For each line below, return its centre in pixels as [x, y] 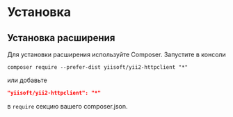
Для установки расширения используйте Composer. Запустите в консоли [116, 54]
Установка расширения [61, 38]
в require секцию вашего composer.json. [67, 106]
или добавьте [27, 80]
